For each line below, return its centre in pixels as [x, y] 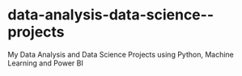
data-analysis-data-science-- [111, 15]
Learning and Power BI [46, 63]
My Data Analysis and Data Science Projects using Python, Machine [121, 54]
